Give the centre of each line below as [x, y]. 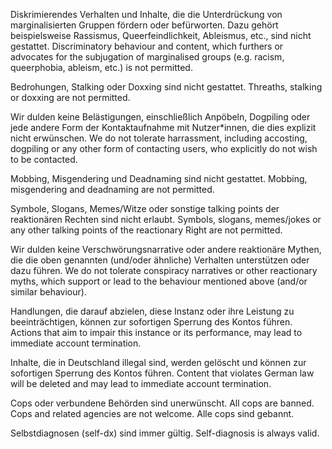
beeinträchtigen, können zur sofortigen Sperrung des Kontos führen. [151, 322]
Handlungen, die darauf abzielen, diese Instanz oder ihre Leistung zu [152, 311]
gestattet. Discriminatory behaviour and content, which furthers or [147, 46]
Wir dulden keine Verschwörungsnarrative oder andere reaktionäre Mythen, [166, 249]
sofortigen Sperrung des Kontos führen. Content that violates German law [162, 373]
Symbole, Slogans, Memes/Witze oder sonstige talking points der [145, 208]
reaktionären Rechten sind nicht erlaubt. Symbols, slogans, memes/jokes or [166, 219]
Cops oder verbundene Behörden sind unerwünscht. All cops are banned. [162, 403]
